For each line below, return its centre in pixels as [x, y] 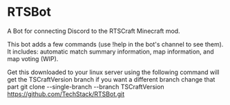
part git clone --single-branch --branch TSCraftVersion [86, 86]
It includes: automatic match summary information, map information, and [111, 51]
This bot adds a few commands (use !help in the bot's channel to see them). [115, 44]
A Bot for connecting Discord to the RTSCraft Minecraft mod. [94, 31]
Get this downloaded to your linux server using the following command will [113, 72]
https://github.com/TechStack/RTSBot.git [66, 94]
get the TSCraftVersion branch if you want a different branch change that [111, 79]
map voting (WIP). [33, 58]
